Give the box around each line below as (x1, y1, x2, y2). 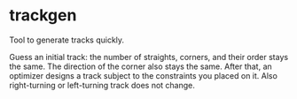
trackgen (9, 5, 77, 26)
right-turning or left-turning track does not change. (9, 80, 195, 90)
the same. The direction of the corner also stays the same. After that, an (9, 61, 272, 72)
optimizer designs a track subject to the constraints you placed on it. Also (9, 70, 277, 80)
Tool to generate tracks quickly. (9, 34, 125, 45)
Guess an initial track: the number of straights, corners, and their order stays (9, 51, 289, 62)
